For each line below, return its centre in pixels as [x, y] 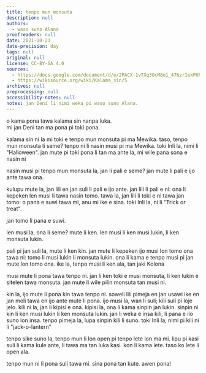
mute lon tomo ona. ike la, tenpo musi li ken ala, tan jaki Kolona [85, 264]
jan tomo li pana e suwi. [36, 220]
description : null [30, 18]
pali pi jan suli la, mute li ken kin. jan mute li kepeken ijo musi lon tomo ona [100, 251]
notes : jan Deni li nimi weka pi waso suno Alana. [72, 103]
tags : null [20, 52]
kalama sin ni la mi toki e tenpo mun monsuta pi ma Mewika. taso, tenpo [97, 139]
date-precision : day [33, 47]
